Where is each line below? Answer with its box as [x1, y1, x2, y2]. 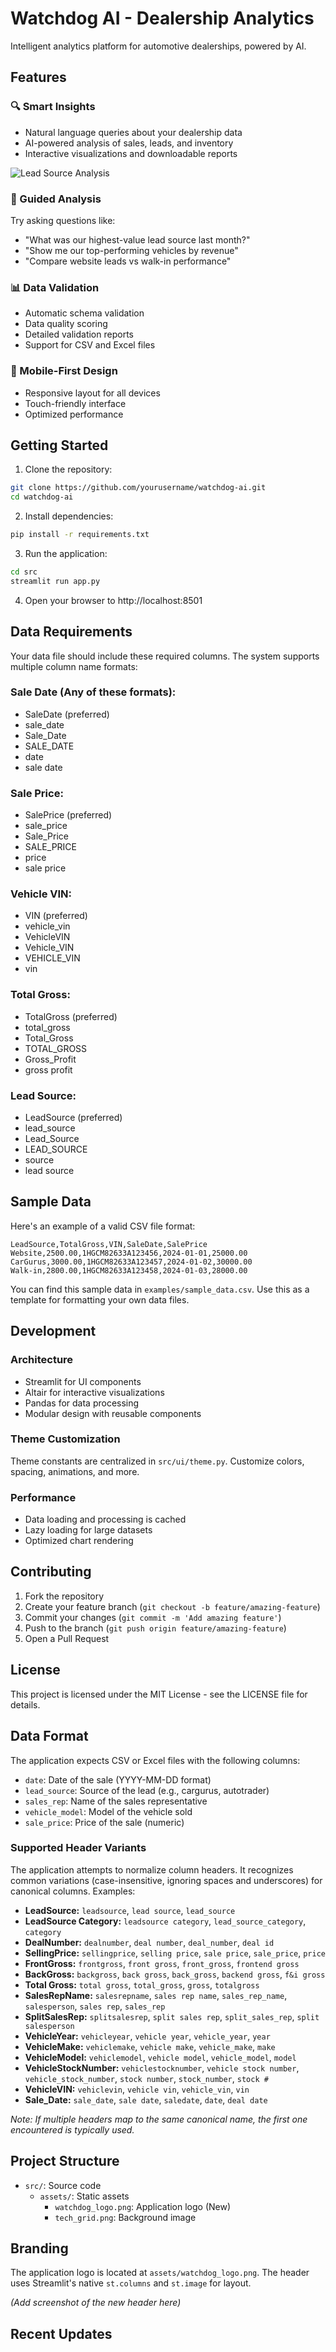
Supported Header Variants [10, 1841, 147, 1855]
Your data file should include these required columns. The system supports [10, 650, 320, 662]
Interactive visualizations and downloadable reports [24, 147, 238, 159]
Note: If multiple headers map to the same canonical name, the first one [10, 2113, 308, 2125]
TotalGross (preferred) [24, 1010, 118, 1022]
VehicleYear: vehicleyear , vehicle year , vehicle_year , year [24, 2030, 271, 2042]
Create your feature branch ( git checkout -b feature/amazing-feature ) [24, 1600, 321, 1612]
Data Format [10, 1728, 89, 1745]
